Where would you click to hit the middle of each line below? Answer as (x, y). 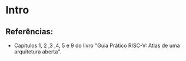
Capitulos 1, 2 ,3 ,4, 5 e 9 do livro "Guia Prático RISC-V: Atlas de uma (97, 45)
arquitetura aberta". (38, 52)
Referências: (29, 32)
